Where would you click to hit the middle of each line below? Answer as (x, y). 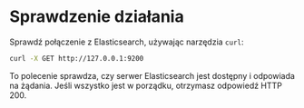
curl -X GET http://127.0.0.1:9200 (77, 58)
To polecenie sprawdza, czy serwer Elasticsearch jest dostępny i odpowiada (152, 75)
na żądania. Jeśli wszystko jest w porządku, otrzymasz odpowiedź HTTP (146, 85)
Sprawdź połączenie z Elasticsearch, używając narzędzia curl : (127, 42)
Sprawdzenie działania (97, 17)
